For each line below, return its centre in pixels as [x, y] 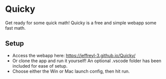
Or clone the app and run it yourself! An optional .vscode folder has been [87, 61]
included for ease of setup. [40, 66]
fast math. [15, 28]
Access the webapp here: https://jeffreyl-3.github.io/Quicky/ [74, 55]
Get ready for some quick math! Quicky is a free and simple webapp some [81, 23]
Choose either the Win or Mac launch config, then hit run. [71, 71]
